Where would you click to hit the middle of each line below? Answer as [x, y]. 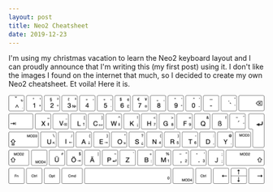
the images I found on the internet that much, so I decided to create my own [135, 75]
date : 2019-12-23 [38, 34]
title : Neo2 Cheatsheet [49, 26]
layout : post [30, 17]
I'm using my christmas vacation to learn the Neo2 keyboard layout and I [130, 58]
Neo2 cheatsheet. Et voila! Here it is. [69, 84]
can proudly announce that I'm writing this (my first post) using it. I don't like [136, 67]
